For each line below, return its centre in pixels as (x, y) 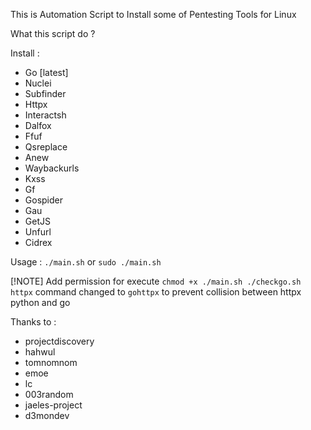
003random (49, 394)
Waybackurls (52, 168)
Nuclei (38, 83)
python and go (40, 302)
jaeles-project (53, 405)
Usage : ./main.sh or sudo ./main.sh (86, 262)
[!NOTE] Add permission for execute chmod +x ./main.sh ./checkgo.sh (156, 281)
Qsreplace (46, 147)
